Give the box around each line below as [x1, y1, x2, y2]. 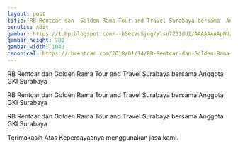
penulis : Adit [7, 23, 50, 31]
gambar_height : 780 [7, 37, 65, 44]
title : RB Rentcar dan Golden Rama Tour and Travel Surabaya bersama [7, 17, 220, 24]
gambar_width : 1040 [7, 43, 65, 50]
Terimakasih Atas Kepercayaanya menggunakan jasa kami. [7, 133, 179, 142]
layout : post [7, 10, 46, 18]
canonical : [7, 50, 40, 57]
